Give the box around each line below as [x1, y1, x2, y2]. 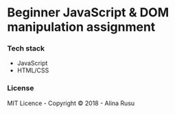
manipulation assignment [7, 19, 156, 35]
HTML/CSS [16, 66, 49, 74]
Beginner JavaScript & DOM [7, 5, 170, 20]
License [7, 83, 34, 93]
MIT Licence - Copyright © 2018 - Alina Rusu [7, 99, 135, 107]
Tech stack [7, 44, 45, 53]
